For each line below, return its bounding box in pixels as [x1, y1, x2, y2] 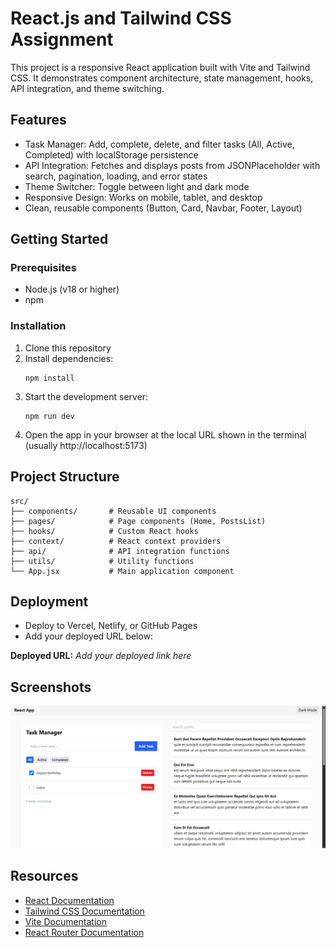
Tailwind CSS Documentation [24, 905, 145, 917]
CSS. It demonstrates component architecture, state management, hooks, [10, 72, 314, 84]
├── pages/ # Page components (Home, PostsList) [10, 516, 267, 526]
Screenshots [10, 678, 92, 696]
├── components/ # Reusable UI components [10, 506, 217, 516]
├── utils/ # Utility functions [10, 556, 195, 566]
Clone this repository [24, 342, 112, 354]
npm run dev [24, 411, 75, 421]
